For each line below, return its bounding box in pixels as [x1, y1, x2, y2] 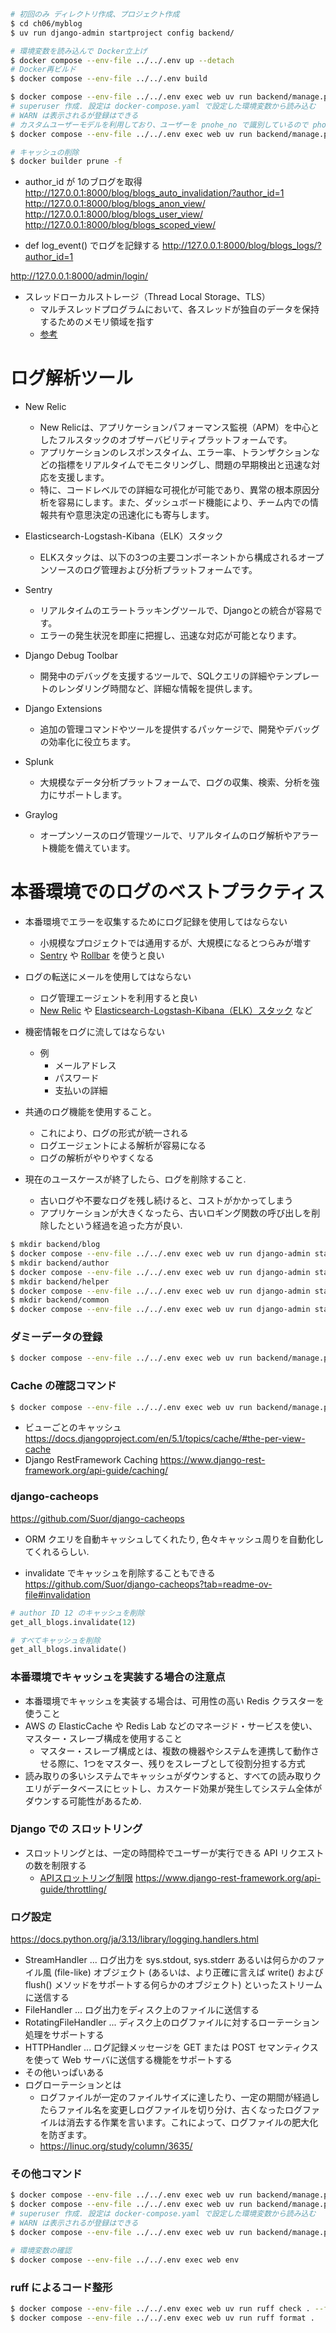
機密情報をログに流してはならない [24, 1026, 166, 1038]
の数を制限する [24, 1859, 87, 1871]
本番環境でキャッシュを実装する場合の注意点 [10, 1670, 226, 1684]
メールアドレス [54, 1060, 117, 1072]
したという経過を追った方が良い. [48, 1220, 183, 1232]
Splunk [24, 756, 54, 768]
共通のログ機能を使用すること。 [24, 1106, 157, 1118]
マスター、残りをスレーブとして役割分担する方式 [104, 1757, 306, 1769]
